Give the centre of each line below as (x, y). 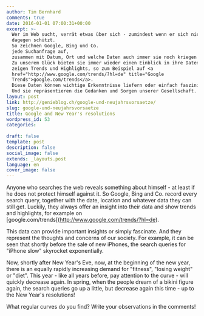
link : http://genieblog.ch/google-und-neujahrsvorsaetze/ (81, 102)
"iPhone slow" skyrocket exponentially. (55, 251)
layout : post (23, 97)
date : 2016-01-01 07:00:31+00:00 (49, 23)
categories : (21, 125)
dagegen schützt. (34, 40)
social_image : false (32, 153)
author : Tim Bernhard (34, 12)
